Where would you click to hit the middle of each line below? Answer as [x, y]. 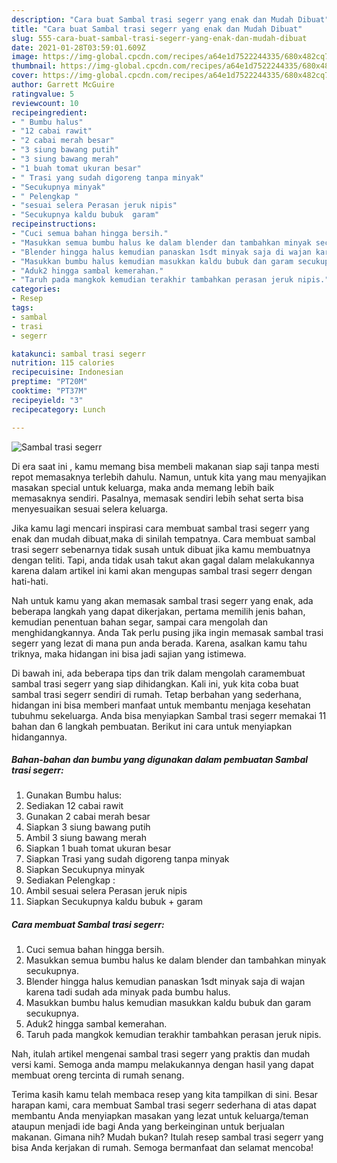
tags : [22, 308]
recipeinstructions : [54, 224]
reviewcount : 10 [45, 103]
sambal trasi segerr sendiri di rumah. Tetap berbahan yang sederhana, [156, 694]
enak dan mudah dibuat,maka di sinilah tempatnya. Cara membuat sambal [163, 538]
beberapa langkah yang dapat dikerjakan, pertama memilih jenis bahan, [158, 611]
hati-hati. [30, 581]
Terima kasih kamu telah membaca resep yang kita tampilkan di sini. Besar [165, 1095]
